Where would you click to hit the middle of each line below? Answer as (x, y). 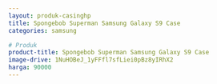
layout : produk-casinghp (50, 16)
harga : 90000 (30, 68)
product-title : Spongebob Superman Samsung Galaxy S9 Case (109, 53)
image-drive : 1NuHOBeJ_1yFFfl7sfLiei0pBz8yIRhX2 (91, 60)
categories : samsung (43, 30)
